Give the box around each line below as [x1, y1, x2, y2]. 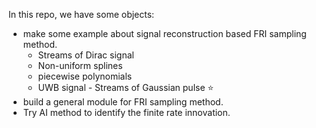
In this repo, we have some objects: [8, 9, 155, 20]
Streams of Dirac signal [37, 49, 135, 61]
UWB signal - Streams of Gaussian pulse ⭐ [37, 82, 215, 93]
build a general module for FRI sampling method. [22, 96, 224, 108]
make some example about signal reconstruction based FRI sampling [22, 28, 307, 39]
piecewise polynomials [37, 70, 133, 82]
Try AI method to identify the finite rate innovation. [22, 107, 231, 118]
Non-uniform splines [37, 60, 123, 71]
